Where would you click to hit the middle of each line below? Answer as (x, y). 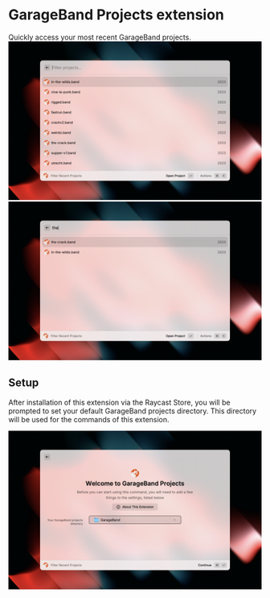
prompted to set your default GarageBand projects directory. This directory (133, 411)
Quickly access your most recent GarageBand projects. (100, 37)
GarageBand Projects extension (117, 15)
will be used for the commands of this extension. (89, 419)
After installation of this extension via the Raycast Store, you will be (119, 402)
